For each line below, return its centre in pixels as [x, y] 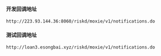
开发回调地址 [21, 9]
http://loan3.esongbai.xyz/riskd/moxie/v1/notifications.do [81, 47]
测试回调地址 [21, 35]
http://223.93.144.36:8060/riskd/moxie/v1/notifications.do [81, 21]
